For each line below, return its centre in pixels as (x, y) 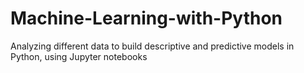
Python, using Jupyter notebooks (79, 56)
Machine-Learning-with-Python (146, 18)
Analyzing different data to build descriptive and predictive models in (152, 46)
